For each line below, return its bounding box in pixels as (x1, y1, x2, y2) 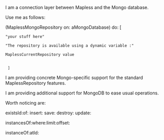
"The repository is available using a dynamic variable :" (5, 43, 134, 48)
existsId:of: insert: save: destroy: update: (5, 110, 91, 116)
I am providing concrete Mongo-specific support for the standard (5, 74, 143, 81)
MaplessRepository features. (5, 80, 66, 86)
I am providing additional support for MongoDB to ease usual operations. (5, 90, 159, 96)
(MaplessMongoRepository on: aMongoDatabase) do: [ (5, 24, 121, 30)
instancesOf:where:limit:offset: (5, 120, 70, 126)
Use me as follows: (5, 14, 46, 20)
